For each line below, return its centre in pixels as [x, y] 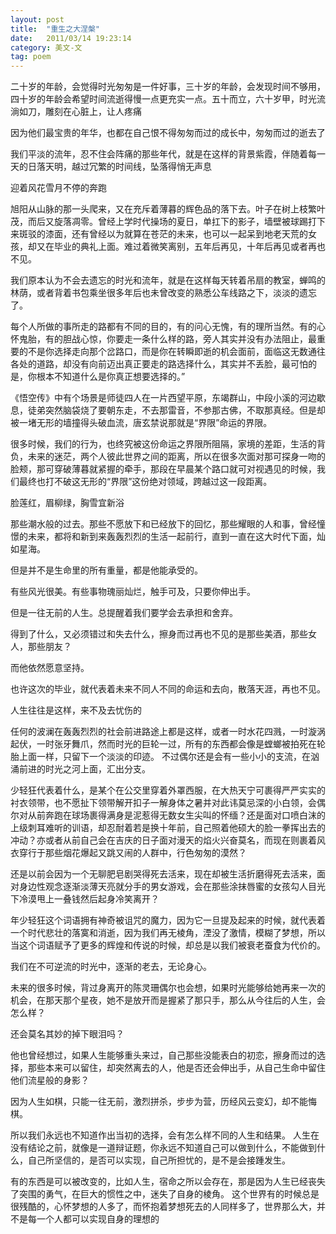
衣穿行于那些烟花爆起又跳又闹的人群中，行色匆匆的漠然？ [128, 853]
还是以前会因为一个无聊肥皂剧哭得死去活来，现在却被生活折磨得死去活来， [163, 874]
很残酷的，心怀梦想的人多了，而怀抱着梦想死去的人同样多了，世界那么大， [163, 1207]
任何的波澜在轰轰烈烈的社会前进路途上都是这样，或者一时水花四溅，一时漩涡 [168, 732]
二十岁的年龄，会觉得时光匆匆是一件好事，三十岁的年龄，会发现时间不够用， [168, 87]
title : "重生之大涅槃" [55, 29]
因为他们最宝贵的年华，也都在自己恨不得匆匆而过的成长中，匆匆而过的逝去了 [168, 133]
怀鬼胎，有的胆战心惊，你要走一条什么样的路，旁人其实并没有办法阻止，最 [163, 339]
